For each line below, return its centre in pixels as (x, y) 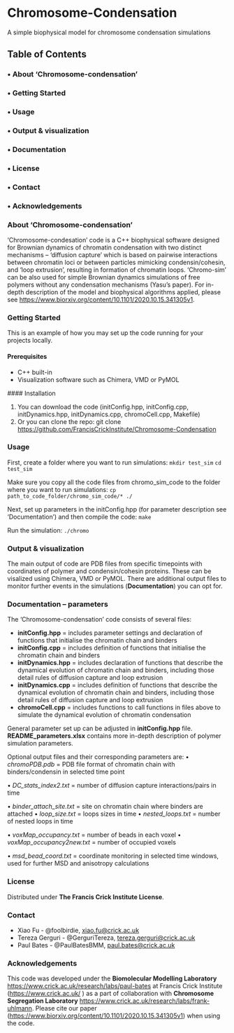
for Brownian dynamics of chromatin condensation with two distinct (104, 247)
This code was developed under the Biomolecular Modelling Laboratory (112, 978)
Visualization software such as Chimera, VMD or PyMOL (98, 379)
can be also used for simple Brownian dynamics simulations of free (104, 277)
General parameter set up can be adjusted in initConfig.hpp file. (100, 728)
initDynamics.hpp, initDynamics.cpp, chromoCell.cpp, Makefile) (109, 414)
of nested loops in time (40, 821)
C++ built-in (35, 372)
